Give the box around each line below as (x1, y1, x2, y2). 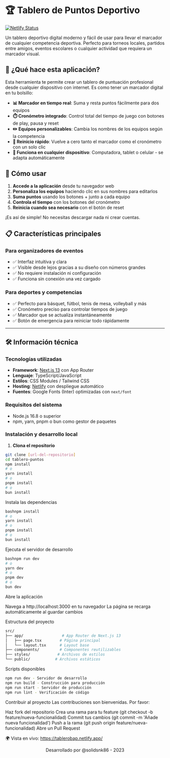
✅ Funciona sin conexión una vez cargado (12, 276, 101, 282)
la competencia (12, 133, 45, 139)
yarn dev (5, 565, 24, 571)
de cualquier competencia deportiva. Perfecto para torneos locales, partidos (5, 40, 165, 46)
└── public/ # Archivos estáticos (5, 657, 101, 662)
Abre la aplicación (5, 593, 43, 599)
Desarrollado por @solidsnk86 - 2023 (45, 747, 125, 753)
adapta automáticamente (12, 155, 65, 161)
